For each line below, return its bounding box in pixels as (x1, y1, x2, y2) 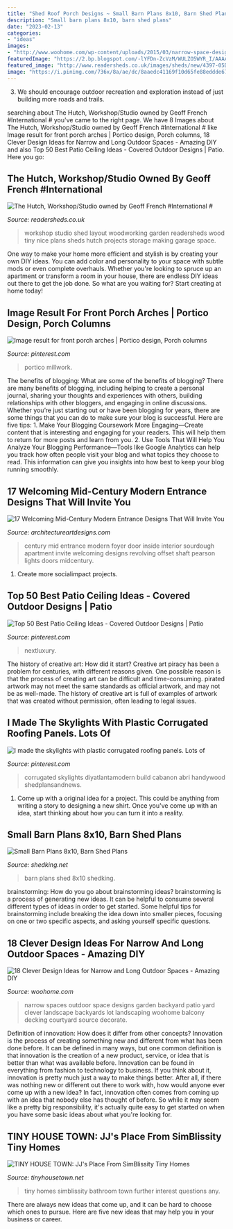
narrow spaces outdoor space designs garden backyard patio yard (24, 1001, 215, 1009)
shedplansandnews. (24, 780, 82, 789)
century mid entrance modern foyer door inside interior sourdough (24, 542, 215, 550)
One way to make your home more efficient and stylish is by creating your (7, 250, 218, 258)
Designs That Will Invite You (7, 496, 131, 508)
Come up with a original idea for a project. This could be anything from (17, 794, 220, 802)
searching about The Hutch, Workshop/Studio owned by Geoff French (7, 108, 207, 117)
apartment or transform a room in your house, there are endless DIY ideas (7, 272, 218, 280)
